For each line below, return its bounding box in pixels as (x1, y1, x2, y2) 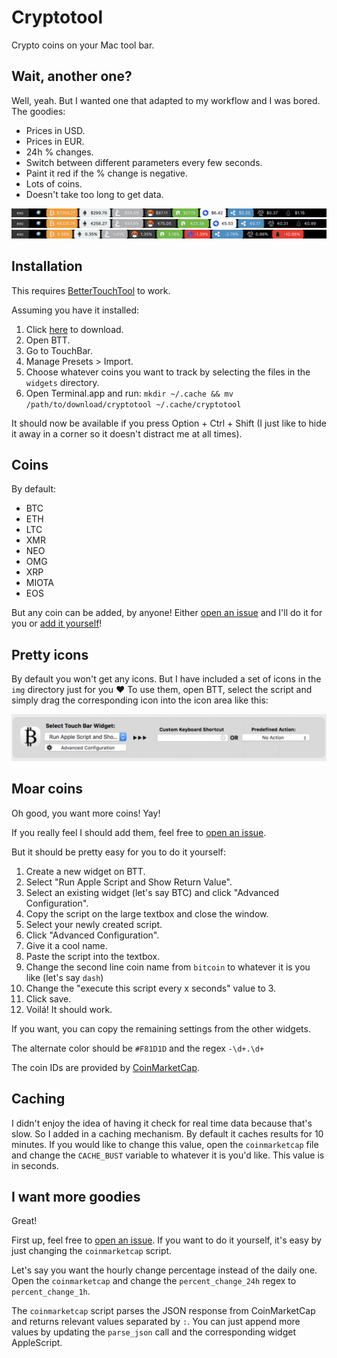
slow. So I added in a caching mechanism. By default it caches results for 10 (11, 1127, 324, 1140)
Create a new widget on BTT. (25, 865, 146, 877)
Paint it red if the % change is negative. (25, 167, 189, 179)
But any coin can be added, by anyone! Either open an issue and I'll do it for (11, 607, 323, 619)
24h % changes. (25, 146, 94, 158)
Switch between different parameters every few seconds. (25, 156, 263, 168)
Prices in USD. (25, 124, 86, 136)
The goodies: (11, 105, 66, 117)
